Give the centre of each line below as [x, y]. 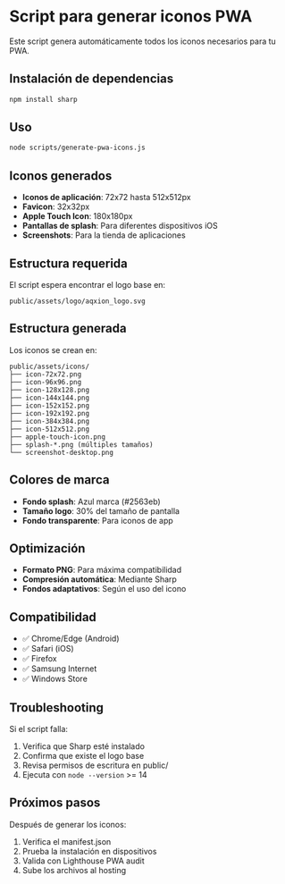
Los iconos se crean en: [53, 349]
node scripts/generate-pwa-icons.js [77, 148]
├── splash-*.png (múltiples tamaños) [81, 444]
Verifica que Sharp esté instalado [84, 746]
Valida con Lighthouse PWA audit [83, 861]
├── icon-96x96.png [46, 382]
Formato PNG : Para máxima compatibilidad [102, 570]
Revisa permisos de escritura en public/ [95, 765]
